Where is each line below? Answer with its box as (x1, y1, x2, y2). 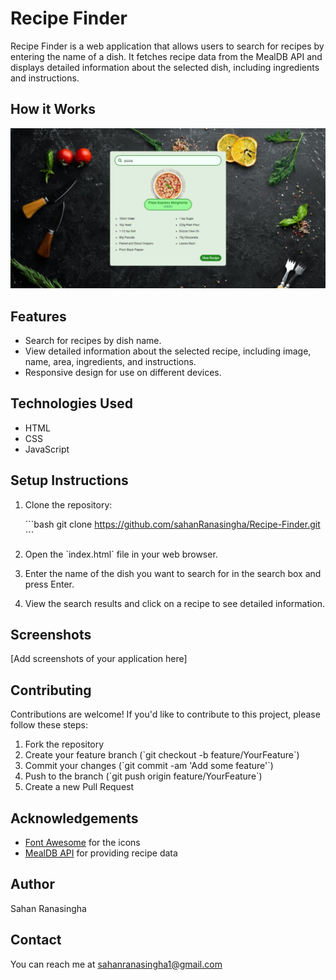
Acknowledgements (10, 810, 139, 827)
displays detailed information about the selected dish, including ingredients (10, 61, 320, 73)
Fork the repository (24, 738, 105, 751)
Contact (10, 932, 62, 949)
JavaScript (24, 443, 70, 455)
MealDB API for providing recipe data (24, 847, 178, 859)
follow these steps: (10, 719, 88, 731)
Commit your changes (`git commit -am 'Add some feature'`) (24, 760, 274, 772)
